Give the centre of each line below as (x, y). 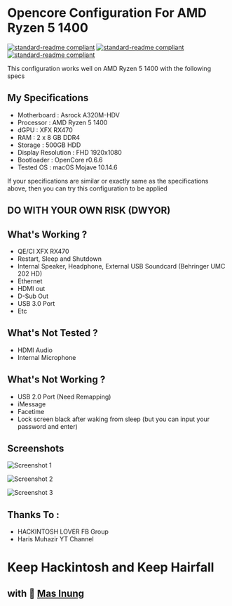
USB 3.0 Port (36, 303)
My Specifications (48, 98)
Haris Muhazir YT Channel (55, 539)
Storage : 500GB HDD (49, 145)
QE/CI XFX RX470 (43, 251)
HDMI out (31, 288)
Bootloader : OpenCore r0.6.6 (60, 160)
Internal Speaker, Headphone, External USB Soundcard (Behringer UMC (121, 266)
